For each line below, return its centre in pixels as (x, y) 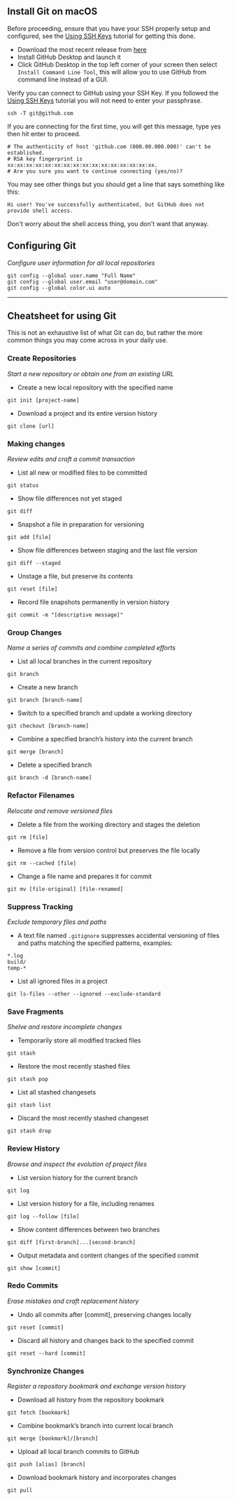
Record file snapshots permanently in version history (93, 602)
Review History (34, 1149)
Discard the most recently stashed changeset (83, 1118)
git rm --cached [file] (42, 863)
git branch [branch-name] (45, 700)
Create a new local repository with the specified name (95, 387)
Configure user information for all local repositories (81, 263)
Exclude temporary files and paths (57, 922)
